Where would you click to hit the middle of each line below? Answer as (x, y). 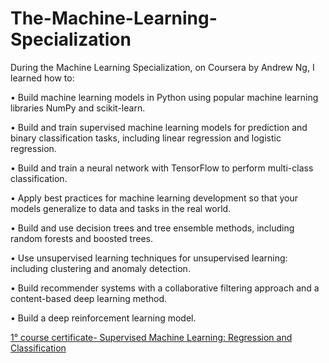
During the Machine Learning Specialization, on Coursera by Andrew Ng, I (162, 67)
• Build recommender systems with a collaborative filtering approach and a (165, 288)
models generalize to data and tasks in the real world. (121, 208)
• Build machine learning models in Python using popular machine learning (164, 97)
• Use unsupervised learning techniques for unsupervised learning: (149, 258)
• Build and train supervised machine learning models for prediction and (159, 127)
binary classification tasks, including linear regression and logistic (146, 138)
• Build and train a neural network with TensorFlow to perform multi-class (162, 168)
